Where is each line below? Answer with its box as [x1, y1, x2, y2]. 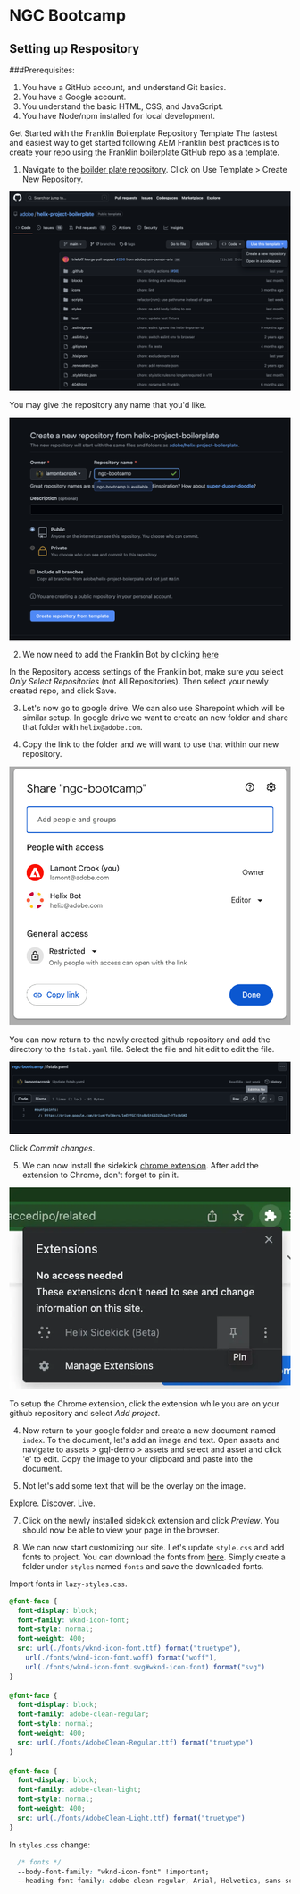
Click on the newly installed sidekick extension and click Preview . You [21, 1515, 279, 1525]
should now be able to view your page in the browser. [21, 1525, 221, 1535]
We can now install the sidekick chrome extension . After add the [21, 1160, 259, 1171]
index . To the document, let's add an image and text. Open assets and [21, 1434, 280, 1445]
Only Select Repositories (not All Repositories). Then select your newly [9, 675, 270, 686]
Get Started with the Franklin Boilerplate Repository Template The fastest [9, 128, 278, 139]
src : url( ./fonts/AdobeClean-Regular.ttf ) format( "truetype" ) [17, 1737, 254, 1747]
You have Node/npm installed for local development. [21, 111, 216, 121]
